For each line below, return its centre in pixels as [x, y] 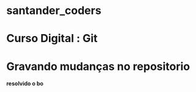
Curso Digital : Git [52, 39]
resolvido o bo [25, 83]
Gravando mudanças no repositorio [98, 66]
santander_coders [54, 11]
